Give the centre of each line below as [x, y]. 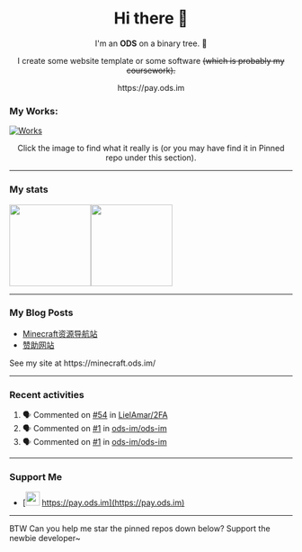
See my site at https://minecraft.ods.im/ [82, 363]
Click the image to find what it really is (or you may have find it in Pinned [151, 149]
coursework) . [151, 70]
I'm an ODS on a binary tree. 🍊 [151, 43]
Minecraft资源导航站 [60, 333]
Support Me [36, 477]
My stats [29, 190]
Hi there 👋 [151, 18]
